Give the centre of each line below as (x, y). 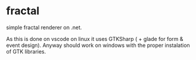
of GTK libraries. (26, 51)
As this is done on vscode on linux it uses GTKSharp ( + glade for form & (95, 39)
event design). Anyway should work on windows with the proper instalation (98, 45)
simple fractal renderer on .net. (44, 27)
